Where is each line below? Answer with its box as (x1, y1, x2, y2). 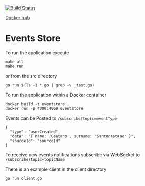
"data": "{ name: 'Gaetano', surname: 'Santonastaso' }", (10, 133, 136, 139)
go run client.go (5, 176, 42, 181)
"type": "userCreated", (10, 129, 60, 134)
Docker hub (5, 15, 30, 20)
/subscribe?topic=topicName (5, 157, 65, 162)
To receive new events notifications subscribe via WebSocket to (5, 151, 140, 158)
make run (5, 64, 24, 69)
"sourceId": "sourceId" (10, 138, 60, 143)
